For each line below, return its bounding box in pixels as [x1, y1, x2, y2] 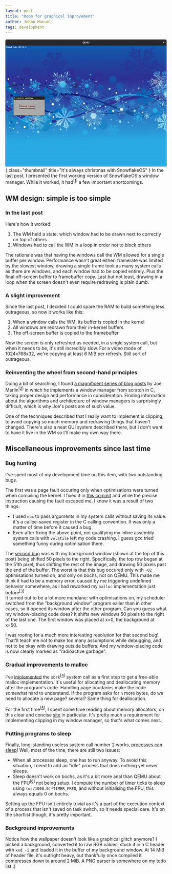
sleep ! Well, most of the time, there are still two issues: [5, 747, 120, 753]
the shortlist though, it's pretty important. [5, 811, 92, 818]
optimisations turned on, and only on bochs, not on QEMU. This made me [5, 572, 160, 578]
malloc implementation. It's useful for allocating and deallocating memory [5, 679, 160, 685]
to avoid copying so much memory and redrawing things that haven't [5, 419, 151, 425]
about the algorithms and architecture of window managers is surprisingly [5, 398, 161, 404]
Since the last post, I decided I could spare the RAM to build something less [5, 303, 165, 310]
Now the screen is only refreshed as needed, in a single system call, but [5, 340, 157, 346]
